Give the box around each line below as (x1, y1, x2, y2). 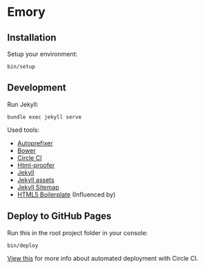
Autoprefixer (17, 139, 53, 147)
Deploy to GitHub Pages (7, 210, 112, 222)
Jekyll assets (17, 175, 55, 183)
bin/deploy (7, 242, 39, 249)
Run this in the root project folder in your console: (7, 228, 148, 237)
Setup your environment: (7, 50, 78, 58)
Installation (7, 32, 57, 43)
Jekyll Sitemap (17, 183, 59, 191)
